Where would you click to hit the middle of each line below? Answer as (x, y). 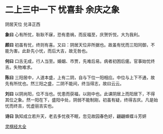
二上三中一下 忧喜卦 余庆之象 (62, 10)
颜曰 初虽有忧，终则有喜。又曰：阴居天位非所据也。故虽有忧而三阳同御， (78, 45)
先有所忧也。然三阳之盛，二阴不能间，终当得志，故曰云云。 (65, 83)
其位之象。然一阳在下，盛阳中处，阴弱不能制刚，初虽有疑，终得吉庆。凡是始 (81, 100)
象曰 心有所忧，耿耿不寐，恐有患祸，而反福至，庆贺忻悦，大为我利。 (73, 34)
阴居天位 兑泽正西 (23, 24)
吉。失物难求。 (20, 67)
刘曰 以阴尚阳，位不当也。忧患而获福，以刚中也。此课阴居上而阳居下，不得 (80, 94)
